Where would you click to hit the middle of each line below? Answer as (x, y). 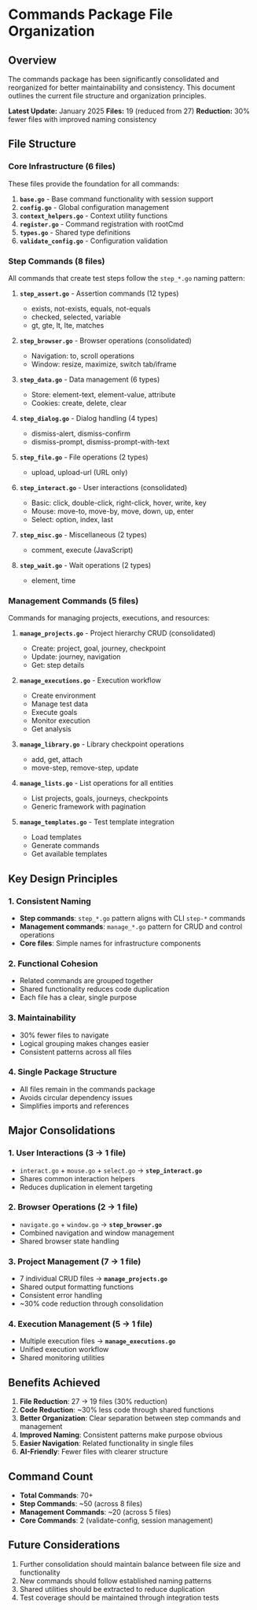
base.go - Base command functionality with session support (116, 199)
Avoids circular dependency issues (76, 1097)
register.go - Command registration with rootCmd (101, 224)
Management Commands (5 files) (73, 601)
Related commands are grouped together (86, 981)
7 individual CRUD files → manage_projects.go (93, 1279)
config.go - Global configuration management (94, 207)
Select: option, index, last (72, 519)
